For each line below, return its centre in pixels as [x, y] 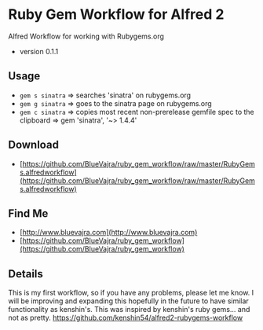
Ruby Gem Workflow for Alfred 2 [116, 15]
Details [26, 274]
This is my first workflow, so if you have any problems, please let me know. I [131, 293]
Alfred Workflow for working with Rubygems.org [86, 36]
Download [33, 145]
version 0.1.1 [39, 51]
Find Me [28, 213]
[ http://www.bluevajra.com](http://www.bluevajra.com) [108, 233]
